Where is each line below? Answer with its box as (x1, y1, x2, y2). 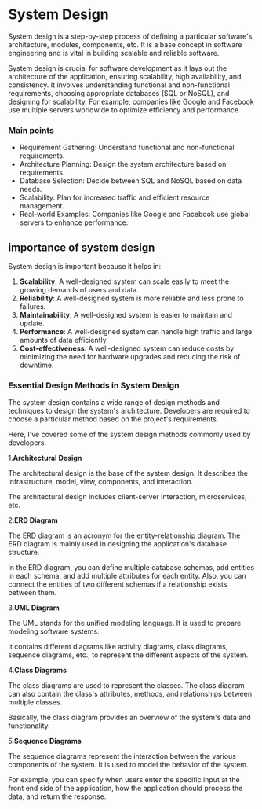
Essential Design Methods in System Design (8, 380, 180, 391)
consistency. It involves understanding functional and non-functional (8, 80, 230, 90)
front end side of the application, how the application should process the (8, 784, 243, 793)
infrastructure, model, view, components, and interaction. (8, 477, 194, 487)
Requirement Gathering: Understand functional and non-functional (19, 143, 235, 153)
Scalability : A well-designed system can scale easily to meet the (19, 277, 230, 286)
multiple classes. (8, 697, 63, 707)
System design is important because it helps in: (8, 262, 162, 271)
